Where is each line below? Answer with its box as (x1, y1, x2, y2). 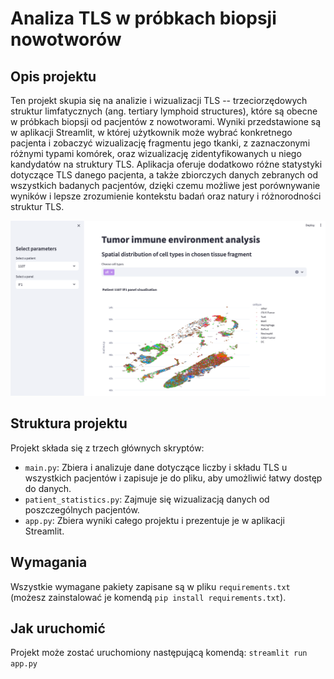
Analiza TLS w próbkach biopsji (10, 7, 277, 30)
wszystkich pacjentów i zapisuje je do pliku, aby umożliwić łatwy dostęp (24, 472, 323, 484)
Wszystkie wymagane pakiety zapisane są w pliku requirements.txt (10, 580, 291, 592)
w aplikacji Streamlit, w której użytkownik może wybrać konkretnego (10, 127, 293, 138)
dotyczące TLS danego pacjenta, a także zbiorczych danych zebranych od (10, 169, 319, 181)
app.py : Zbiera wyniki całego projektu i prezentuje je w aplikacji (24, 514, 285, 526)
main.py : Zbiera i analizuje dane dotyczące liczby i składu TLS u (24, 461, 288, 473)
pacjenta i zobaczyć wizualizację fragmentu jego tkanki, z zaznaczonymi (10, 137, 311, 149)
